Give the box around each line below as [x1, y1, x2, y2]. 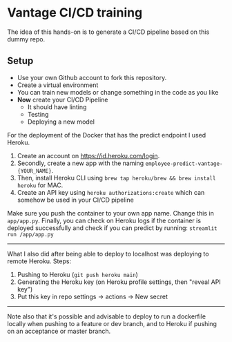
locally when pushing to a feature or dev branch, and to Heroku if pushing [7, 319, 217, 327]
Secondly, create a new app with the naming [17, 159, 144, 167]
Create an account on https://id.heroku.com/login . [17, 151, 160, 160]
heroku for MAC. [17, 181, 64, 189]
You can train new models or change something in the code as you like [17, 88, 219, 96]
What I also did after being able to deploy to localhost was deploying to [7, 249, 209, 258]
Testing [27, 110, 49, 118]
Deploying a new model [27, 117, 95, 126]
